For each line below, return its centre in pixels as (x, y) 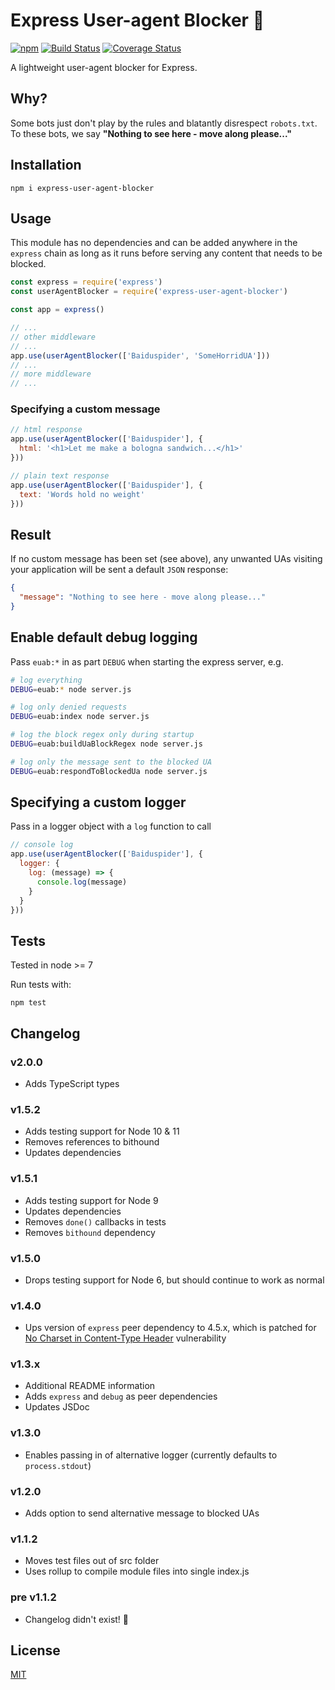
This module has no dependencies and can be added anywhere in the (154, 243)
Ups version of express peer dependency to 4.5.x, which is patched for (170, 1328)
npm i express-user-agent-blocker (82, 188)
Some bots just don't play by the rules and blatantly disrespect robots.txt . (164, 123)
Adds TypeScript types (72, 1083)
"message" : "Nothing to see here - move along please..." (143, 597)
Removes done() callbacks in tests (95, 1221)
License (35, 1650)
